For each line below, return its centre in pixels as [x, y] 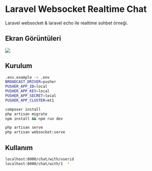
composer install [23, 109]
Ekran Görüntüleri [33, 39]
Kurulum [19, 66]
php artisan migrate [26, 114]
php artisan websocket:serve [35, 132]
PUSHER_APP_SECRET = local [31, 96]
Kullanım [19, 148]
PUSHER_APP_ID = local [26, 86]
